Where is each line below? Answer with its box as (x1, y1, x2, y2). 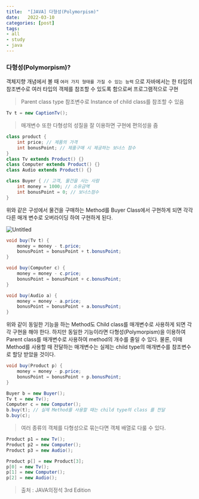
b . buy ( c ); (6, 413, 31, 419)
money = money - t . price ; (17, 243, 82, 249)
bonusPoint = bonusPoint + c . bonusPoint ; (17, 276, 121, 282)
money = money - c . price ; (17, 270, 82, 276)
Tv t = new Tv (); (6, 396, 50, 402)
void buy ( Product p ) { (6, 363, 63, 369)
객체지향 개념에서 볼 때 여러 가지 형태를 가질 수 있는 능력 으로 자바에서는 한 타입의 (6, 78, 193, 85)
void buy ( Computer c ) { (6, 265, 66, 271)
